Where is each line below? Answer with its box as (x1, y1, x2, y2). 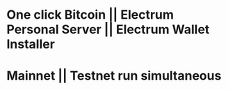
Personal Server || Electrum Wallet (6, 21, 210, 37)
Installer (6, 37, 55, 52)
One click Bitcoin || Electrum (6, 7, 174, 23)
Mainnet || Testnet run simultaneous (6, 68, 222, 84)
